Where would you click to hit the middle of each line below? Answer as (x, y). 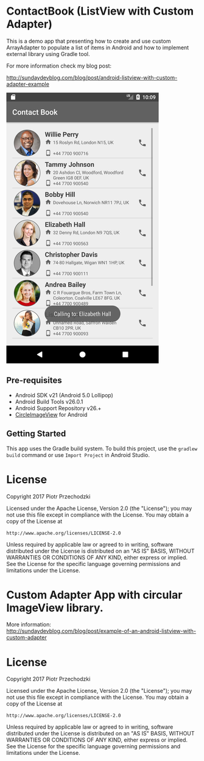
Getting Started (36, 434)
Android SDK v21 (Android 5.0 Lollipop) (64, 395)
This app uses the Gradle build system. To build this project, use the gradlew (102, 448)
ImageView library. (55, 608)
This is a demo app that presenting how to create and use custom (89, 41)
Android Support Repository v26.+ (58, 408)
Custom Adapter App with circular (94, 595)
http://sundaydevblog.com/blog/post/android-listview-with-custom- (92, 77)
